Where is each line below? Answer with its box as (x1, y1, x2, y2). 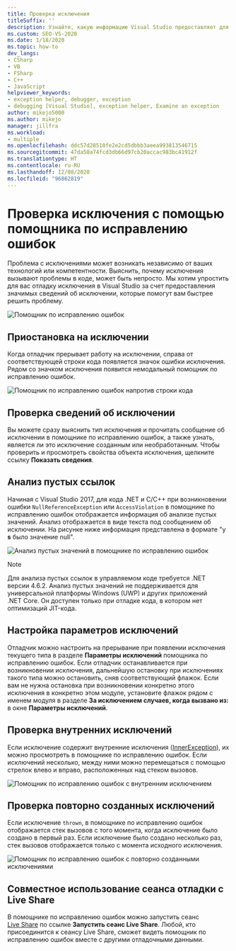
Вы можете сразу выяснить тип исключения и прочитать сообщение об (7, 426, 225, 434)
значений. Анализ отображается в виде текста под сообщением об (7, 517, 211, 526)
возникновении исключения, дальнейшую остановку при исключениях (7, 665, 224, 674)
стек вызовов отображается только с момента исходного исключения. (7, 841, 223, 850)
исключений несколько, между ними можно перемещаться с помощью (7, 758, 226, 766)
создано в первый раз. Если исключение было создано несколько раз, (7, 833, 223, 842)
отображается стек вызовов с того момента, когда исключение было (7, 826, 218, 835)
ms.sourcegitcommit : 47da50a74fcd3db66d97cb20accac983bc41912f (7, 149, 198, 156)
